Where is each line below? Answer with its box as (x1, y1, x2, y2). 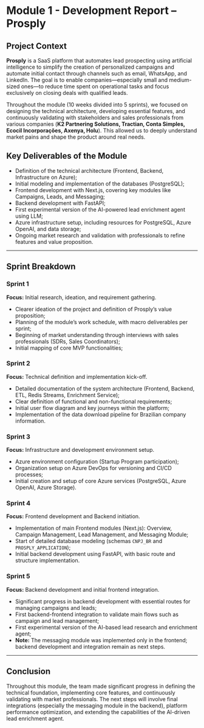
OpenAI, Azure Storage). (15, 484, 77, 491)
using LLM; (15, 212, 44, 220)
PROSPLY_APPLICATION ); (15, 544, 71, 551)
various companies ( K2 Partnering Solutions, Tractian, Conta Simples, (6, 120, 185, 128)
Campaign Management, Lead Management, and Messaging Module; (15, 531, 189, 538)
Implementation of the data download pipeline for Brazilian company (15, 411, 186, 418)
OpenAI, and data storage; (15, 225, 81, 232)
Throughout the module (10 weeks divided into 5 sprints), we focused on (6, 101, 188, 108)
